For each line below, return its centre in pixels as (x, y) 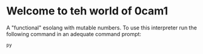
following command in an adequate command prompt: (74, 34)
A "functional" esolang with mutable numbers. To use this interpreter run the (101, 28)
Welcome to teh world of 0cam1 (87, 11)
